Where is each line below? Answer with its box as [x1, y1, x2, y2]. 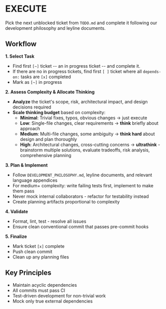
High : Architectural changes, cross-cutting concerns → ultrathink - [20, 141, 160, 147]
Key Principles [5, 269, 52, 277]
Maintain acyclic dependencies [12, 282, 77, 288]
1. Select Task [5, 53, 35, 59]
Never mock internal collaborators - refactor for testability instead [12, 193, 149, 199]
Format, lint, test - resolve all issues [12, 218, 87, 224]
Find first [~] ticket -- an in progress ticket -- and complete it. [12, 63, 141, 69]
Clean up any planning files [12, 253, 69, 260]
